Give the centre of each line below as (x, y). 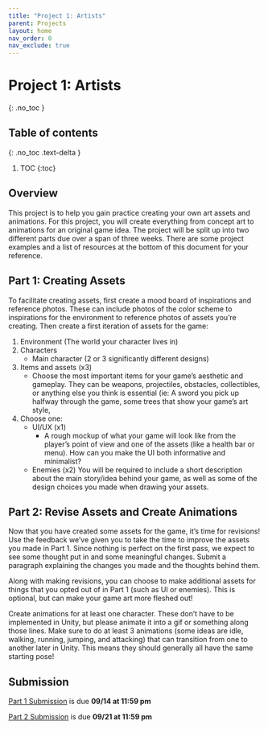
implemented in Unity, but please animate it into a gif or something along (129, 622)
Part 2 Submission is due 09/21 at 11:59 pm (80, 717)
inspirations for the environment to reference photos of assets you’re (122, 317)
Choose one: (41, 418)
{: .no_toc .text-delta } (45, 152)
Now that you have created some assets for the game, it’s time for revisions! (134, 531)
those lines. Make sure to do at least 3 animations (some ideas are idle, (126, 631)
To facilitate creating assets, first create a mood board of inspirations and (130, 300)
